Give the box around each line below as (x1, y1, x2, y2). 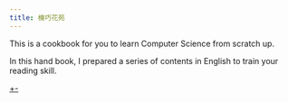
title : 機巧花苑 (9, 13, 65, 23)
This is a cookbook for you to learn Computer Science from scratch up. (9, 38, 274, 49)
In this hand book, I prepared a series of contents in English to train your (9, 55, 279, 66)
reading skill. (9, 65, 57, 76)
